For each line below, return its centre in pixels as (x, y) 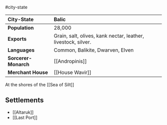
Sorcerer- (20, 58)
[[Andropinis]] (70, 61)
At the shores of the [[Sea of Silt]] (40, 85)
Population (21, 28)
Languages (21, 50)
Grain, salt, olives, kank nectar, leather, (99, 36)
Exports (17, 39)
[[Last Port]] (25, 117)
